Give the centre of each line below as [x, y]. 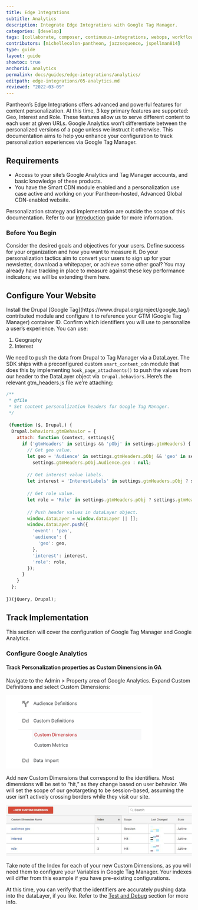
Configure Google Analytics [47, 653]
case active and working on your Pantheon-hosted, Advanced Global [98, 193]
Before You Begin [32, 233]
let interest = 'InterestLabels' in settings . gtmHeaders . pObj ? [108, 481]
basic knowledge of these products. [58, 181]
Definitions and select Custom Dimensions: [58, 687]
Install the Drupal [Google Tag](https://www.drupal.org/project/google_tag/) [98, 310]
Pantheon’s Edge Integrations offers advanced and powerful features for [94, 105]
